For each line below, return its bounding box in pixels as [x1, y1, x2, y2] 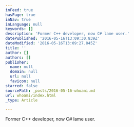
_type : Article [5, 97, 38, 103]
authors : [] [5, 55, 31, 60]
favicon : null [10, 79, 40, 84]
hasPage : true [5, 12, 36, 17]
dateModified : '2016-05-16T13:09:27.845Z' [5, 41, 98, 46]
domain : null [10, 69, 38, 74]
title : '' [5, 45, 27, 50]
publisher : [5, 60, 29, 65]
